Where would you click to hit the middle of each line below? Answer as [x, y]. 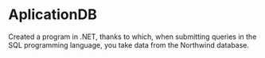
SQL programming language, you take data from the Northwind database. [129, 44]
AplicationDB [53, 15]
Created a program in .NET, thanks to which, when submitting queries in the [132, 37]
